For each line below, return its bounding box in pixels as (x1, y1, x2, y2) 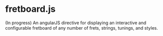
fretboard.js (5, 3, 56, 15)
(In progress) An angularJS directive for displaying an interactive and (5, 20, 147, 26)
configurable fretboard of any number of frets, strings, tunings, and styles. (5, 25, 158, 31)
